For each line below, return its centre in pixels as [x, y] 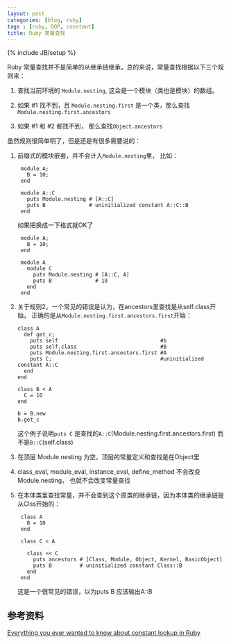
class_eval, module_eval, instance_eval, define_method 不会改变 [109, 472]
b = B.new [32, 414]
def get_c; [40, 335]
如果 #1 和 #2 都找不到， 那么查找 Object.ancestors [90, 126]
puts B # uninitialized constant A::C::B [108, 206]
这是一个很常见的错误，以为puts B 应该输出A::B [85, 592]
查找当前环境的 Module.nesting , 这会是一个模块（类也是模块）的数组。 [118, 90]
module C [39, 269]
